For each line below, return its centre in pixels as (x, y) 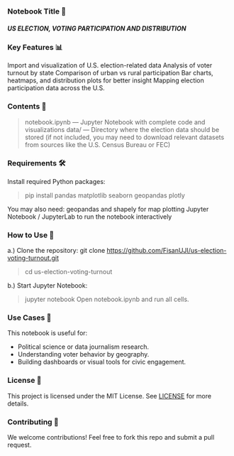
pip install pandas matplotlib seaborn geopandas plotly (105, 195)
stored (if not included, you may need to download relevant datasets (124, 137)
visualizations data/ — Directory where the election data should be (122, 129)
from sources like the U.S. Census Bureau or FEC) (97, 144)
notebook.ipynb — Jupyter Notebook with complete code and (115, 122)
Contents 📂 (27, 107)
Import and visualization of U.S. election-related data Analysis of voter (110, 65)
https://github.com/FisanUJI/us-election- (167, 251)
